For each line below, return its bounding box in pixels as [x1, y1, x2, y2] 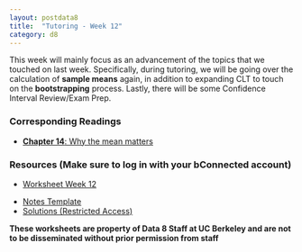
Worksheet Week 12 [22, 178, 97, 189]
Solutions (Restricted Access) [22, 205, 133, 216]
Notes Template [22, 195, 82, 207]
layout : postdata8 [9, 13, 78, 22]
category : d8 [9, 30, 59, 39]
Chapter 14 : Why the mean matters [22, 136, 153, 147]
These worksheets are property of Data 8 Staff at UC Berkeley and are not [9, 222, 291, 234]
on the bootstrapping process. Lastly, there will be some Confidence [9, 83, 266, 94]
